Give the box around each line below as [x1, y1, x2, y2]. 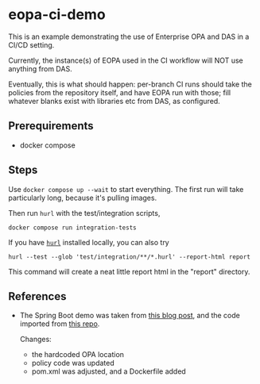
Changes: [19, 335, 52, 344]
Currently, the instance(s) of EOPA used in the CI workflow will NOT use [8, 56, 244, 65]
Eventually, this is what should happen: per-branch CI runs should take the [8, 79, 252, 89]
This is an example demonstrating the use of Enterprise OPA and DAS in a [8, 32, 250, 41]
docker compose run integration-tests [8, 224, 137, 232]
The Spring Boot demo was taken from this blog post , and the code [19, 311, 240, 321]
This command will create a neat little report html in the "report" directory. [8, 267, 250, 276]
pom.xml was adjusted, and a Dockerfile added [31, 367, 187, 376]
